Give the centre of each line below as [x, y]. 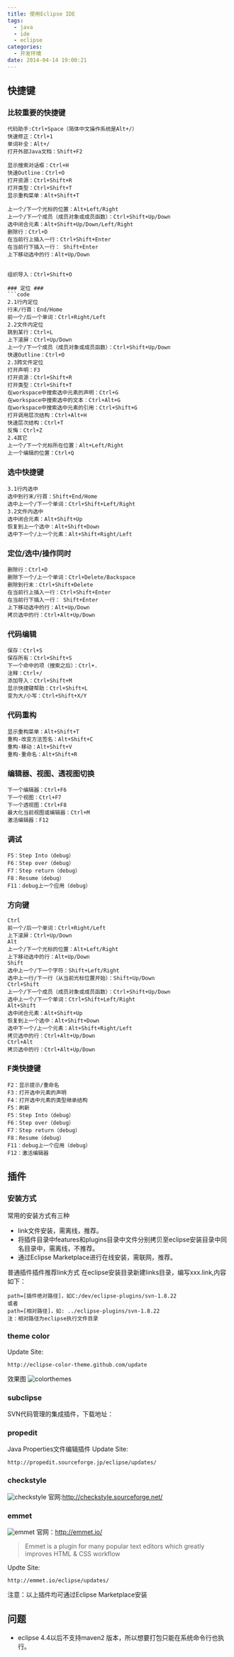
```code [19, 295]
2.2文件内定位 [26, 325]
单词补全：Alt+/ [29, 144]
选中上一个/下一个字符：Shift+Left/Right [63, 970]
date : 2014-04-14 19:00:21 [47, 60]
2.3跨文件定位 [26, 363]
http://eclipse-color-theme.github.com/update [77, 1364]
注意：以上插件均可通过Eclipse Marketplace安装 [77, 1594]
